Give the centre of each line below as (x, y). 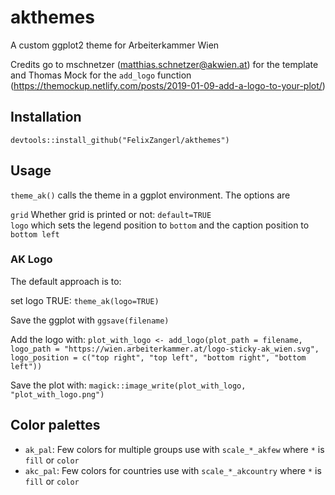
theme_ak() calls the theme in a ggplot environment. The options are (150, 195)
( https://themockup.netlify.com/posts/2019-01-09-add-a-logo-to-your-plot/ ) (168, 85)
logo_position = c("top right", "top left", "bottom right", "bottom (158, 357)
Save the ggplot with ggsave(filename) (90, 320)
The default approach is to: (66, 281)
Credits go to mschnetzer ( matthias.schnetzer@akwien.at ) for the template (164, 64)
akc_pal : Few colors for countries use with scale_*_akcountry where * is (173, 470)
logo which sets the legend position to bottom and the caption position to (160, 225)
